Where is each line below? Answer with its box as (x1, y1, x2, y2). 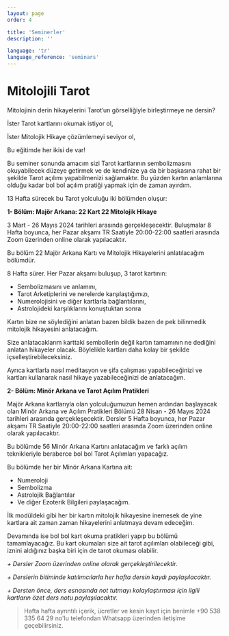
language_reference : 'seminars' (7, 54, 99, 61)
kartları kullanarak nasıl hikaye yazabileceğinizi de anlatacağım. (7, 373, 186, 381)
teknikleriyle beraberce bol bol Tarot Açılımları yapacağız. (7, 450, 169, 458)
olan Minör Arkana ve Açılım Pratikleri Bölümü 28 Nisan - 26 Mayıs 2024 (7, 407, 211, 415)
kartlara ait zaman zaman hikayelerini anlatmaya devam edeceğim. (7, 518, 195, 526)
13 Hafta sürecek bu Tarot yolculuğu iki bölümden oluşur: (7, 194, 167, 202)
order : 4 (7, 16, 32, 23)
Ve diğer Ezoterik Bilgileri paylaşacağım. (16, 498, 131, 506)
